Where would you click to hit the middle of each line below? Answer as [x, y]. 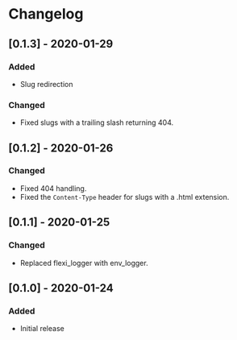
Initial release [42, 329]
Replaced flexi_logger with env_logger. [84, 263]
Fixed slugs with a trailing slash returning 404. [97, 122]
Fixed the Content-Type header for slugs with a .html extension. [125, 197]
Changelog [46, 14]
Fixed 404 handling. [53, 188]
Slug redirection [46, 84]
